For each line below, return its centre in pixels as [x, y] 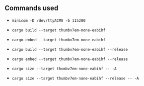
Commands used [32, 8]
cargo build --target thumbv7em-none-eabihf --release [70, 49]
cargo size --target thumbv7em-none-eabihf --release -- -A [75, 78]
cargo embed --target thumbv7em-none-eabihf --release [70, 59]
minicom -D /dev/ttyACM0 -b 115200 [49, 20]
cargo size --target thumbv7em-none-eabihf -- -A [64, 69]
